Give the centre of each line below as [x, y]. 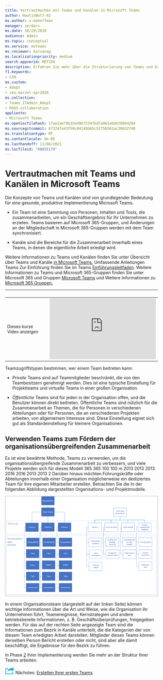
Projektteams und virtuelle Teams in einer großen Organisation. [75, 388]
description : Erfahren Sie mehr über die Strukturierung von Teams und [79, 67]
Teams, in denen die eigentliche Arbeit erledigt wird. [64, 248]
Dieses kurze [20, 327]
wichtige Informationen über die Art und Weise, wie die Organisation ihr [76, 609]
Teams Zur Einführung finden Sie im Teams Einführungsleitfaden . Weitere [78, 268]
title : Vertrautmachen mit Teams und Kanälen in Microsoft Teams [72, 10]
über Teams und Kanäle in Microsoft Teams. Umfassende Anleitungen [75, 262]
